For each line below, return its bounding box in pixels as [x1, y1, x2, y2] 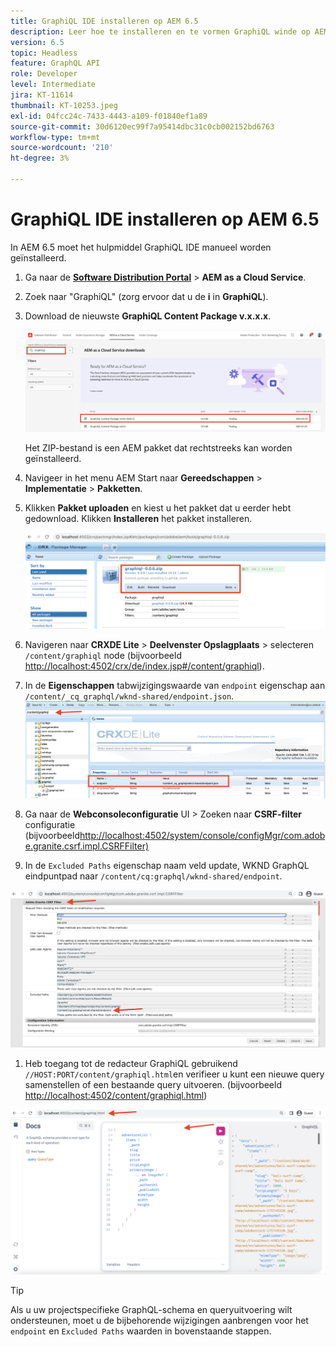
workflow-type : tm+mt [10, 132, 101, 142]
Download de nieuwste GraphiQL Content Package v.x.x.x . [24, 310, 272, 322]
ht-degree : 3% [10, 153, 70, 164]
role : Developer [10, 69, 78, 79]
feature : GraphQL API [10, 58, 101, 69]
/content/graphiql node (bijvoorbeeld [24, 649, 182, 661]
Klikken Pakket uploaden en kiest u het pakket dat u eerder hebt [24, 502, 292, 514]
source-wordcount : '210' [10, 143, 114, 153]
